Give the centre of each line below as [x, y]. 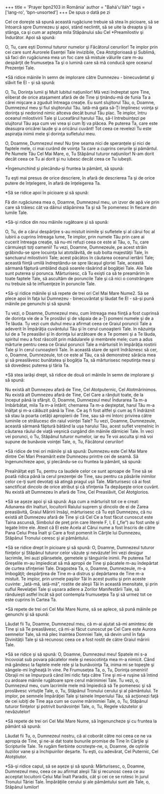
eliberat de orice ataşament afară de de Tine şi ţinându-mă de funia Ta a [78, 97]
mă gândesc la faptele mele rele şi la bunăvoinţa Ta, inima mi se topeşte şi [80, 665]
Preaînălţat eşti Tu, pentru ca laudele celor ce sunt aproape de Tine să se [79, 471]
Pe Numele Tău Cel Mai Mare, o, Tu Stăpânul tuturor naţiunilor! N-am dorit [80, 154]
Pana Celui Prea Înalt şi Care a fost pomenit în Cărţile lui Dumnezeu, [73, 533]
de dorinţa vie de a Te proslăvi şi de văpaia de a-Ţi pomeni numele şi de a [80, 318]
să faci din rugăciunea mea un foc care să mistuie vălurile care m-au [74, 57]
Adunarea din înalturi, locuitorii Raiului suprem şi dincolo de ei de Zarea [77, 507]
